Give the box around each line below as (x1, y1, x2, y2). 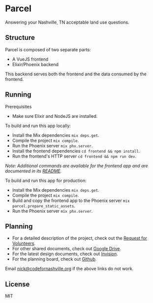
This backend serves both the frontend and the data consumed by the (5, 71, 147, 77)
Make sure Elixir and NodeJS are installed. (12, 113, 98, 119)
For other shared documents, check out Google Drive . (12, 246, 121, 252)
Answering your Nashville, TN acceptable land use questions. (5, 19, 129, 25)
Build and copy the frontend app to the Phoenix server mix (12, 198, 130, 203)
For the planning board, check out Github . (12, 256, 97, 262)
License (5, 280, 30, 288)
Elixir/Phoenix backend (12, 61, 59, 67)
